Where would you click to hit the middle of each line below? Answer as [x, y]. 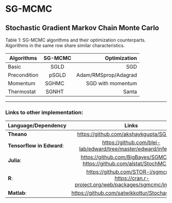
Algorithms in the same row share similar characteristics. [65, 46]
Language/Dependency [37, 126]
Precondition [23, 75]
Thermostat [22, 92]
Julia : [15, 161]
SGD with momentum [112, 83]
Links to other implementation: [44, 112]
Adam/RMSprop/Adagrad [106, 75]
